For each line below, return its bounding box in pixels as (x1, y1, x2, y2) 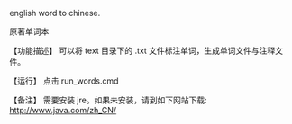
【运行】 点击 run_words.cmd (9, 75, 119, 86)
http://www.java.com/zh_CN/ (9, 105, 117, 115)
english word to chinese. (9, 8, 101, 18)
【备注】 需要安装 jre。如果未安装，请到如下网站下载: (9, 94, 207, 105)
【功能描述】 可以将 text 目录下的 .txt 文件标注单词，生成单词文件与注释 (9, 45, 276, 56)
